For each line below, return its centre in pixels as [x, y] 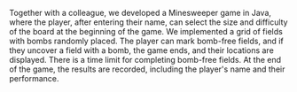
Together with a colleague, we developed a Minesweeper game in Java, [141, 13]
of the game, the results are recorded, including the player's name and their [147, 69]
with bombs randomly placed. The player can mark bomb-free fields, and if [146, 41]
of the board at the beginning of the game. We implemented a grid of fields [146, 31]
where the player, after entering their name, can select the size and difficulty [148, 22]
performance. [34, 78]
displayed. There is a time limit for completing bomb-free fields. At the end [145, 60]
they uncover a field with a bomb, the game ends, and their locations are [142, 50]
